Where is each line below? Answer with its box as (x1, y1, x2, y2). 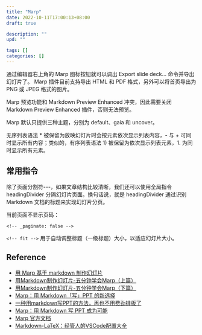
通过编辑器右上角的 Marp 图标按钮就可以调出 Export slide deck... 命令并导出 (6, 70, 195, 77)
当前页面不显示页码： (6, 211, 59, 218)
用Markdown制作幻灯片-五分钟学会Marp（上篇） (14, 276, 137, 284)
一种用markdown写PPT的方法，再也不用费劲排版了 (14, 299, 142, 307)
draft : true (6, 20, 36, 26)
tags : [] (6, 48, 28, 54)
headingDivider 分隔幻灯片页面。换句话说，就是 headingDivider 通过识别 (6, 191, 187, 198)
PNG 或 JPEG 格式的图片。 (6, 85, 73, 92)
